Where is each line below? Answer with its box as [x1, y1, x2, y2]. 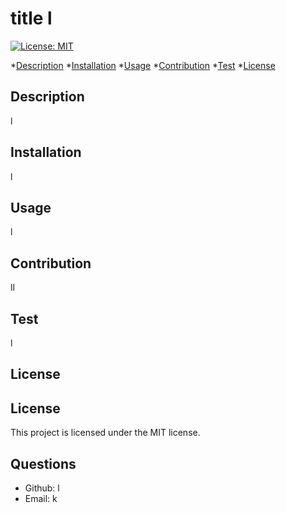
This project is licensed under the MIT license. [10, 427, 201, 439]
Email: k [24, 493, 58, 505]
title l [10, 7, 53, 30]
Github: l [24, 482, 60, 494]
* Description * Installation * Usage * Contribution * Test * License [10, 59, 276, 71]
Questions [10, 455, 77, 472]
